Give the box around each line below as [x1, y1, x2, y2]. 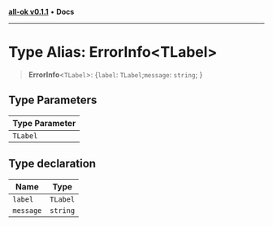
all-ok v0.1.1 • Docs [8, 7, 75, 16]
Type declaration [8, 157, 96, 171]
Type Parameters [8, 93, 97, 107]
